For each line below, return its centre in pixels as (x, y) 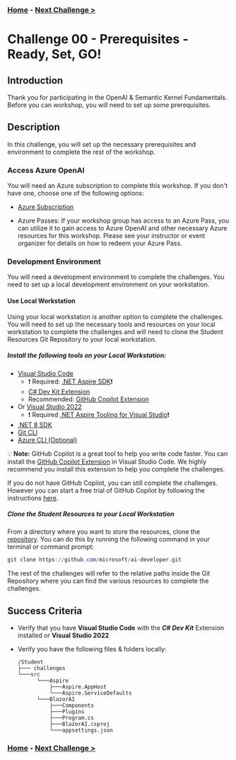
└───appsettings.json (81, 731)
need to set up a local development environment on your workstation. (108, 284)
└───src (29, 675)
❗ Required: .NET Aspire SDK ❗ (70, 381)
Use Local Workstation (41, 301)
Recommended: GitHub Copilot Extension (89, 399)
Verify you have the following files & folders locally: (92, 649)
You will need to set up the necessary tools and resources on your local (111, 324)
